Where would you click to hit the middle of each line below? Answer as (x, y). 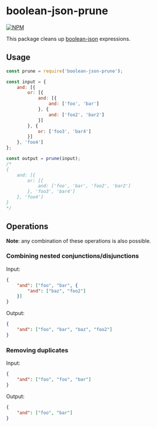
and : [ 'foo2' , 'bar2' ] (76, 115)
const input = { (26, 82)
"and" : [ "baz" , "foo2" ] (57, 291)
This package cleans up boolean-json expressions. (68, 38)
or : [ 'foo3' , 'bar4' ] (65, 131)
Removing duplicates (37, 350)
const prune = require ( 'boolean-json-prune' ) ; (65, 71)
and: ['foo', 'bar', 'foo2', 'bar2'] (84, 186)
